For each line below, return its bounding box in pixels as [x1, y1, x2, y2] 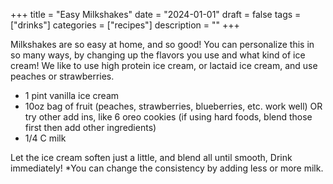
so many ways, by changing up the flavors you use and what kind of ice [10, 49, 306, 61]
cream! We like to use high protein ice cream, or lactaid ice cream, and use [10, 60, 318, 71]
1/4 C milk [24, 132, 67, 144]
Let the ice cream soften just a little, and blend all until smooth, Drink [10, 152, 293, 163]
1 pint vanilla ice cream [24, 90, 120, 101]
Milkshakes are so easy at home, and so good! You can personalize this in [10, 39, 315, 50]
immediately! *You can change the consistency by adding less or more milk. [10, 162, 324, 174]
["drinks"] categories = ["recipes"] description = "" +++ [10, 19, 240, 31]
